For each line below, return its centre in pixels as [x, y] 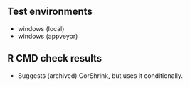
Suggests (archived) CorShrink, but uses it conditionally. [100, 75]
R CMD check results [55, 58]
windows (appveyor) [48, 36]
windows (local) [41, 28]
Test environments [50, 12]
